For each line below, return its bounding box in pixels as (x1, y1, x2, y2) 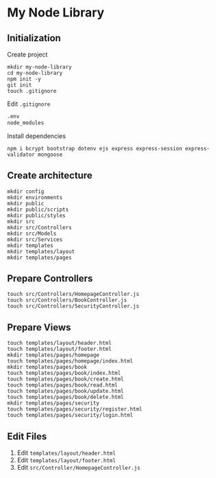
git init (7, 82, 32, 89)
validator (7, 151, 36, 158)
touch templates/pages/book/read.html (7, 382, 118, 389)
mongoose (37, 151, 63, 158)
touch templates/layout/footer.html (7, 345, 112, 353)
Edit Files (7, 431, 47, 442)
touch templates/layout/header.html (7, 340, 112, 347)
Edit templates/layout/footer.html (16, 456, 117, 464)
